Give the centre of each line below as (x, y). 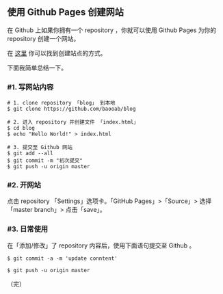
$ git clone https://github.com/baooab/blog (71, 109)
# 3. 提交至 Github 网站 (40, 148)
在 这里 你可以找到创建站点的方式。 (57, 53)
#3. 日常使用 (28, 229)
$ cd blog (21, 129)
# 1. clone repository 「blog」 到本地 (61, 103)
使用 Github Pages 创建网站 (66, 12)
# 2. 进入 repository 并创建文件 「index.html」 (73, 122)
